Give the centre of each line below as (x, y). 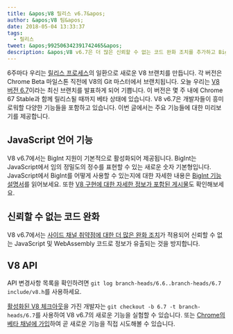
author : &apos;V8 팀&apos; (45, 20)
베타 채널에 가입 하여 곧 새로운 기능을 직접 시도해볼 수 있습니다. (91, 324)
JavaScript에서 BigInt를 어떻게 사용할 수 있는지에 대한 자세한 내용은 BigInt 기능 (114, 175)
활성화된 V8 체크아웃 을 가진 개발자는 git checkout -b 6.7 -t (92, 306)
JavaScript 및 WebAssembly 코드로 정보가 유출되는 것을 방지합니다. (107, 243)
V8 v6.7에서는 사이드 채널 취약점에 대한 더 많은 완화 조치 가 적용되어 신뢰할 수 (111, 235)
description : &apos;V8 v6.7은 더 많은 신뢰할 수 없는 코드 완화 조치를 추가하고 (112, 53)
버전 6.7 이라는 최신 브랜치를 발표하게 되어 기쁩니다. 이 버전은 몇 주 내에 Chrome (115, 90)
